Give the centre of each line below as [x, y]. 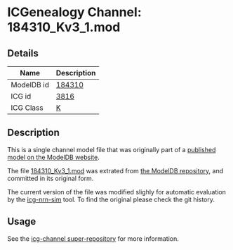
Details [23, 53]
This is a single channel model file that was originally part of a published [112, 149]
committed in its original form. [51, 178]
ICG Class [27, 108]
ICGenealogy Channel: [74, 12]
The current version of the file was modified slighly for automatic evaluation [117, 192]
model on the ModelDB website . [54, 157]
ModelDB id [30, 85]
